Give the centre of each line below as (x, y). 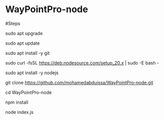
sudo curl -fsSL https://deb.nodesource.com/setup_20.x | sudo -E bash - (82, 63)
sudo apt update (22, 43)
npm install (17, 102)
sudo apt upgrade (24, 33)
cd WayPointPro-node (29, 92)
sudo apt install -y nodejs (32, 73)
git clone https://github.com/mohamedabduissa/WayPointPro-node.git (79, 82)
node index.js (19, 112)
